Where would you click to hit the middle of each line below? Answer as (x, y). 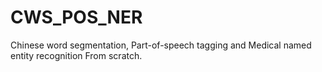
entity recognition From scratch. (76, 55)
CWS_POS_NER (76, 17)
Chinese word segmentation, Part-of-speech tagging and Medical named (161, 45)
